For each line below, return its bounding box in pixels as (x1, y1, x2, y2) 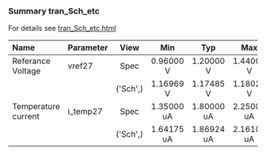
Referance (12, 55, 51, 66)
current (12, 111, 40, 122)
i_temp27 (67, 106, 103, 117)
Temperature (12, 101, 61, 112)
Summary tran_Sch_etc (8, 6, 101, 17)
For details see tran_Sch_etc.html (8, 24, 116, 33)
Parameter (67, 42, 108, 53)
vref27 (67, 61, 93, 72)
